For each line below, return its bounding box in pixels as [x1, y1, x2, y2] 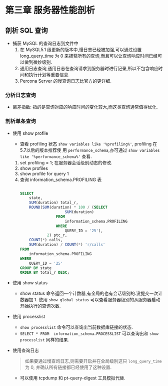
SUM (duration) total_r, [29, 200, 78, 206]
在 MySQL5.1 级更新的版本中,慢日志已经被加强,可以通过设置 [19, 47, 142, 53]
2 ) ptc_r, [46, 233, 67, 238]
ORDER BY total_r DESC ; [19, 270, 70, 275]
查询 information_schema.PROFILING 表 [19, 176, 102, 182]
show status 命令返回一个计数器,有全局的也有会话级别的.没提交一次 [19, 290, 158, 296]
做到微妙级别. [24, 59, 52, 65]
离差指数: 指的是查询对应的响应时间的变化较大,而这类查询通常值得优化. [12, 104, 158, 110]
